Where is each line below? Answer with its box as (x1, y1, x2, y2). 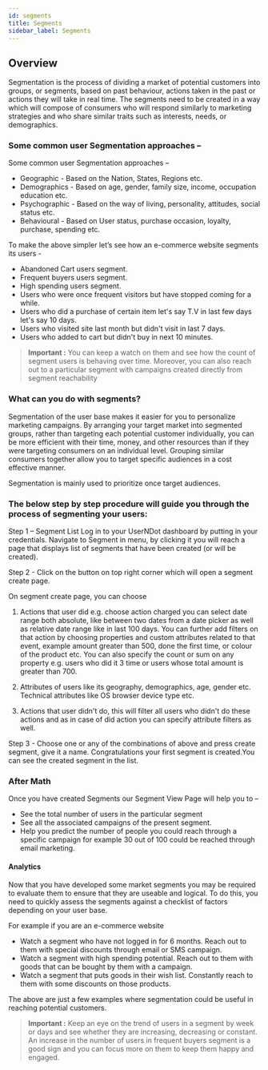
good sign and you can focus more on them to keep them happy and (27, 1044, 254, 1053)
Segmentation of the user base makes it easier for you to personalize (8, 412, 236, 421)
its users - (8, 249, 42, 259)
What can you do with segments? (8, 393, 142, 404)
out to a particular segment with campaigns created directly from (27, 365, 242, 375)
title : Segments (8, 19, 62, 27)
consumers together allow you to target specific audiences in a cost (8, 454, 232, 464)
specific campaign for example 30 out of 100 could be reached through (19, 835, 256, 845)
